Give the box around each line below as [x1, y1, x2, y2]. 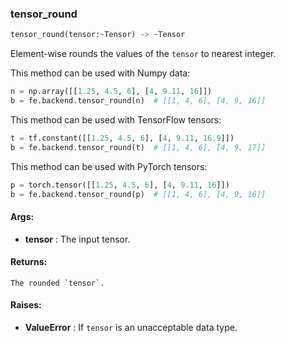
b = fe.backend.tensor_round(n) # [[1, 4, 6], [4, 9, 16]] [10, 96, 267, 106]
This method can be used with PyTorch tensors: [10, 160, 208, 172]
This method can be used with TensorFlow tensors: [10, 113, 222, 126]
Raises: [10, 299, 42, 311]
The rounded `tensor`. [10, 278, 105, 288]
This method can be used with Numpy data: [10, 67, 191, 79]
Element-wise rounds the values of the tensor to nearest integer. [10, 48, 277, 60]
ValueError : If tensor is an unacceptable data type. [24, 322, 238, 334]
